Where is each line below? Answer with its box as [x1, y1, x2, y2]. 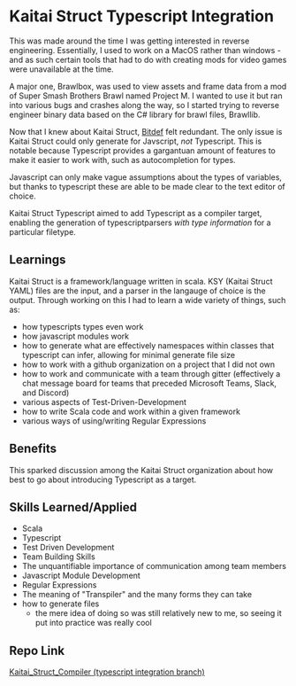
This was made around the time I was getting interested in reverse [9, 35, 250, 46]
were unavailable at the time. [9, 64, 114, 74]
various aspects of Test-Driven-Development [21, 396, 187, 407]
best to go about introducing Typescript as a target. [9, 474, 197, 485]
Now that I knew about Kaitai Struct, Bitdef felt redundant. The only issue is [9, 126, 283, 136]
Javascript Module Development [21, 570, 141, 581]
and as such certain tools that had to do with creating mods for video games [9, 54, 287, 65]
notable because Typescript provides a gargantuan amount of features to [9, 144, 277, 156]
